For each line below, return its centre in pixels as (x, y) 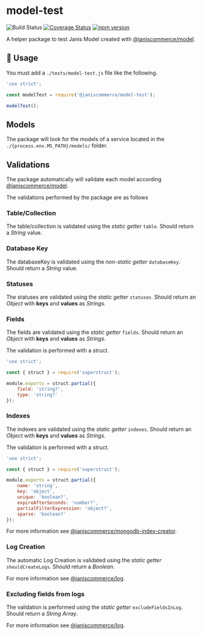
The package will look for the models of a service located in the (86, 139)
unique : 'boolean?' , (43, 497)
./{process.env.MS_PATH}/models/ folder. (57, 145)
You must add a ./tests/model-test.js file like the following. (82, 73)
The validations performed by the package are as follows (77, 197)
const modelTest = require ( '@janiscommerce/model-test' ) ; (81, 95)
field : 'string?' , (40, 389)
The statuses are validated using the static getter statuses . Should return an (101, 297)
